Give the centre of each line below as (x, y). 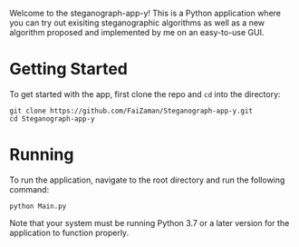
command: (29, 189)
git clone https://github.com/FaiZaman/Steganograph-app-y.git (131, 111)
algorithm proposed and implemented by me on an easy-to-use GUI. (137, 32)
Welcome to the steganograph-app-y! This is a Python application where (145, 13)
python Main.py (38, 206)
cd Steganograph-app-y (52, 119)
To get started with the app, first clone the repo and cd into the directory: (145, 94)
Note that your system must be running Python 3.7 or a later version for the (149, 222)
